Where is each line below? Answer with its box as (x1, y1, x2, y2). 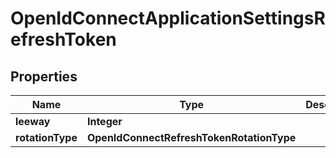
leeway (15, 115, 51, 128)
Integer (86, 115, 123, 128)
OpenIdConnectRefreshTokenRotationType (86, 131, 297, 144)
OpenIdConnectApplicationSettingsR (10, 7, 326, 30)
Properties (10, 68, 78, 85)
